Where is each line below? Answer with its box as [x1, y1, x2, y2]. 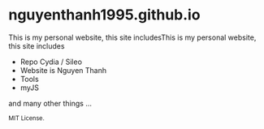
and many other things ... [8, 98, 92, 108]
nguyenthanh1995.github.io [8, 6, 201, 24]
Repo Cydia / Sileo [19, 57, 83, 67]
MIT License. [8, 114, 45, 123]
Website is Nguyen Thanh [19, 65, 107, 75]
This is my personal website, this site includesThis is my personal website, [8, 32, 257, 42]
